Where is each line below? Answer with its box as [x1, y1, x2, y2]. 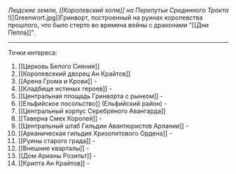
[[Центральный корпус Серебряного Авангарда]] [18, 107, 166, 115]
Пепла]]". [8, 28, 36, 36]
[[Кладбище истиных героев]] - [18, 84, 113, 93]
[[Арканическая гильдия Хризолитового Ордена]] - [18, 129, 172, 138]
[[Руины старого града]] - [18, 137, 96, 145]
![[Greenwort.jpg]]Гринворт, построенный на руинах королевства [8, 13, 203, 22]
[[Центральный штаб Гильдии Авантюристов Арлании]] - [18, 122, 189, 130]
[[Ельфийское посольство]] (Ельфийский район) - [18, 100, 167, 107]
